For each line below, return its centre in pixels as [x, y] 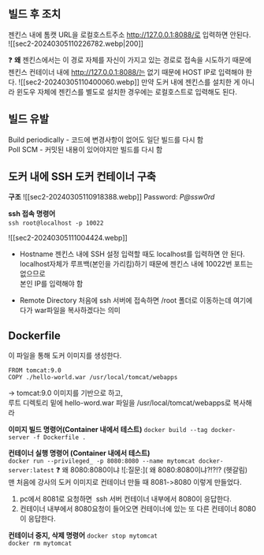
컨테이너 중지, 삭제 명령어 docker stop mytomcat [83, 535]
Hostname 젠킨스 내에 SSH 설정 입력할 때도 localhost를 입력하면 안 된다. [132, 254]
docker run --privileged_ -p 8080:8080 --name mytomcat [102, 461]
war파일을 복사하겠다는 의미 [77, 311]
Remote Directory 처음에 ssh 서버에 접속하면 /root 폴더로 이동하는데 [125, 300]
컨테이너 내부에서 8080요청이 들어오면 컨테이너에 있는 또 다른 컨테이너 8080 [138, 509]
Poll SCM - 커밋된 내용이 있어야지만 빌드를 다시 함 [86, 149]
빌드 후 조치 [35, 14]
